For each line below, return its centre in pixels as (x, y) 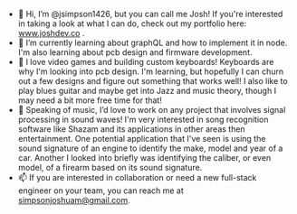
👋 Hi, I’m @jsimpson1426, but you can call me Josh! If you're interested (150, 14)
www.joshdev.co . (51, 33)
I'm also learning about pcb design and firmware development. (135, 52)
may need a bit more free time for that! (90, 100)
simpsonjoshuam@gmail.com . (74, 200)
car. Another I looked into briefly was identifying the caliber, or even (144, 158)
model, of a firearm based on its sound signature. (110, 167)
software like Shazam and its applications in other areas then (132, 129)
